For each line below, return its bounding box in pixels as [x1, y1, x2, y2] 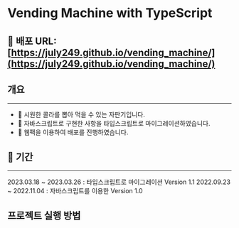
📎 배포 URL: [7, 35, 57, 47]
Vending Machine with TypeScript [7, 5, 213, 21]
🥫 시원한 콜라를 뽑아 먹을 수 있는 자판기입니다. [17, 110, 146, 119]
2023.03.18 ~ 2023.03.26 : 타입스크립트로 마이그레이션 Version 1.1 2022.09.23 [7, 178, 231, 186]
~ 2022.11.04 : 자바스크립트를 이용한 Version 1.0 [7, 187, 143, 195]
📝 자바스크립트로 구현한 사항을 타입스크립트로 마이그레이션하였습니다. [17, 119, 211, 128]
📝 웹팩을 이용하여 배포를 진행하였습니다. [17, 128, 129, 136]
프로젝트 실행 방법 [7, 210, 81, 222]
